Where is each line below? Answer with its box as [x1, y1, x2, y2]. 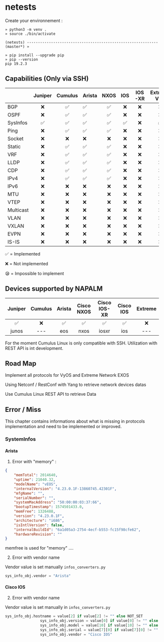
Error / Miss [5, 405, 41, 414]
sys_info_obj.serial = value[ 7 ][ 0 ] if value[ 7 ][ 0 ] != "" [40, 627, 159, 633]
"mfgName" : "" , [14, 491, 45, 496]
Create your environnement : [5, 18, 63, 23]
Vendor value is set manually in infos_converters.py [5, 604, 111, 610]
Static [7, 143, 21, 150]
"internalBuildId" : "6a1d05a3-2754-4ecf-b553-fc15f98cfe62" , [14, 527, 141, 532]
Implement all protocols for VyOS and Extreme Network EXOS [5, 372, 129, 378]
